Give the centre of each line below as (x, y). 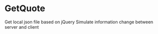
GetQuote (25, 8)
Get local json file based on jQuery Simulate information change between (79, 22)
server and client (22, 27)
